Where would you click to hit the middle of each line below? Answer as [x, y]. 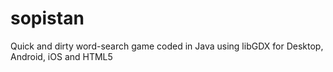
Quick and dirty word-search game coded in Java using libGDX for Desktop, [167, 46]
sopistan [47, 18]
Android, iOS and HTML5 [61, 56]
